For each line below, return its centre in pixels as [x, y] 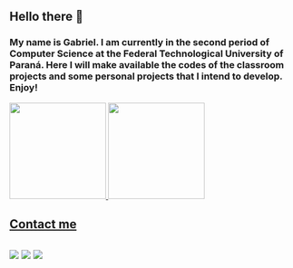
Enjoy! [24, 88]
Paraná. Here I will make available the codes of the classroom [146, 65]
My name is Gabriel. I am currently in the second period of [140, 43]
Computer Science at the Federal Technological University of [146, 53]
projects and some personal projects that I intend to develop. [146, 76]
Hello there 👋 [47, 17]
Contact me [43, 224]
